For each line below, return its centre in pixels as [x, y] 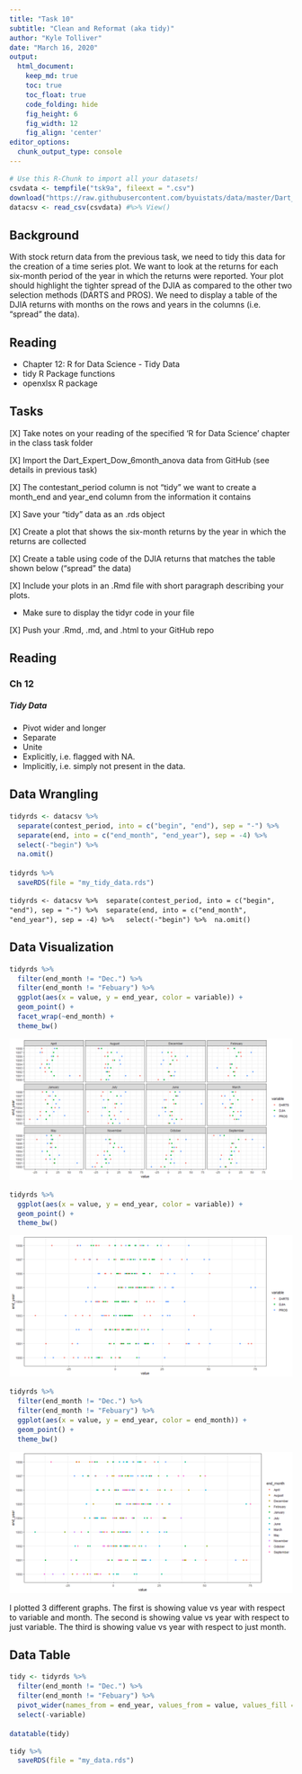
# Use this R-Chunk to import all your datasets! [104, 179]
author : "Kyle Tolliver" [56, 38]
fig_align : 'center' [64, 133]
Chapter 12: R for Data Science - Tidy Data [101, 364]
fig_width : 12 [52, 123]
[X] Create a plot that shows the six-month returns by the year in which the [148, 532]
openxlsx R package [60, 383]
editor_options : [40, 143]
